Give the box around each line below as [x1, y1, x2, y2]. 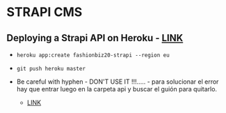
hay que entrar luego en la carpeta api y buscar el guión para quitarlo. [16, 85, 217, 93]
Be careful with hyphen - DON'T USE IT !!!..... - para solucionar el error [16, 77, 219, 86]
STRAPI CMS [6, 4, 83, 20]
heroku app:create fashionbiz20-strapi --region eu [16, 52, 170, 59]
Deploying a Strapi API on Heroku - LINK [6, 32, 184, 44]
